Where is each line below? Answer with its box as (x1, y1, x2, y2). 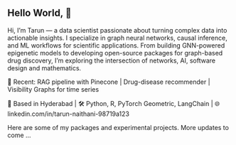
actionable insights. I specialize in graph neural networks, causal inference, (7, 33, 227, 42)
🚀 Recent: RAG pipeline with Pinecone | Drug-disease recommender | (7, 77, 211, 86)
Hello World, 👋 (7, 7, 72, 19)
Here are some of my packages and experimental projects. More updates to (7, 123, 230, 131)
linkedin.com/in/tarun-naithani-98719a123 (7, 109, 130, 118)
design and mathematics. (7, 63, 82, 72)
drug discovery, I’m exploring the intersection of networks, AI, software (7, 56, 216, 65)
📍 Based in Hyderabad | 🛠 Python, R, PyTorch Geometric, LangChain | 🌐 (7, 99, 220, 107)
